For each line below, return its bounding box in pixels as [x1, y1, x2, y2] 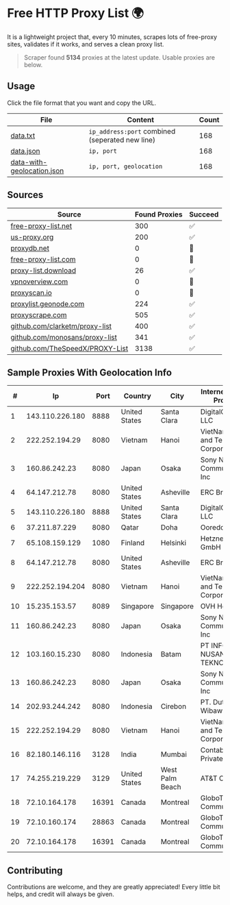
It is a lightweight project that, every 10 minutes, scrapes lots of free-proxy [7, 32, 218, 41]
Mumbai [160, 749, 187, 759]
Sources [7, 189, 44, 201]
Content [127, 114, 155, 124]
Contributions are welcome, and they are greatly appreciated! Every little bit [7, 883, 220, 891]
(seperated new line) [88, 135, 156, 145]
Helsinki [160, 538, 187, 548]
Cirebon [160, 702, 187, 711]
